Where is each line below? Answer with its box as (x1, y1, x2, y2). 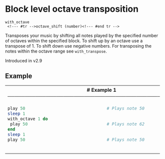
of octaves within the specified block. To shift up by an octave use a (5, 38, 143, 44)
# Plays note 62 (107, 121, 145, 127)
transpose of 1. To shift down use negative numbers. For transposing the (5, 43, 152, 49)
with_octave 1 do (7, 116, 48, 121)
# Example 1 (86, 86, 117, 93)
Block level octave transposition (5, 3, 139, 15)
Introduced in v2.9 (5, 57, 43, 63)
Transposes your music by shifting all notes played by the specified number (5, 32, 158, 38)
